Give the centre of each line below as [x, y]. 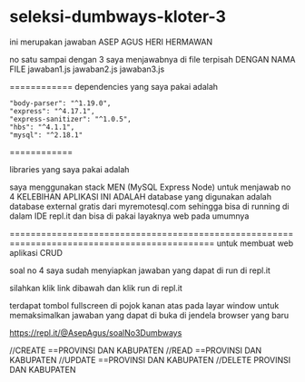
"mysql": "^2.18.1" [46, 135]
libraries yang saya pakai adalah [69, 169]
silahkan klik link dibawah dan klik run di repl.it [96, 288]
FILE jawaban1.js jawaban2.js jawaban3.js [87, 69]
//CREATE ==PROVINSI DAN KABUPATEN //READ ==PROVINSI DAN [136, 350]
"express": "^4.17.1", [52, 111]
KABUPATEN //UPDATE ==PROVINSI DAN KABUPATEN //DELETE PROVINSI [150, 359]
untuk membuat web [255, 243]
